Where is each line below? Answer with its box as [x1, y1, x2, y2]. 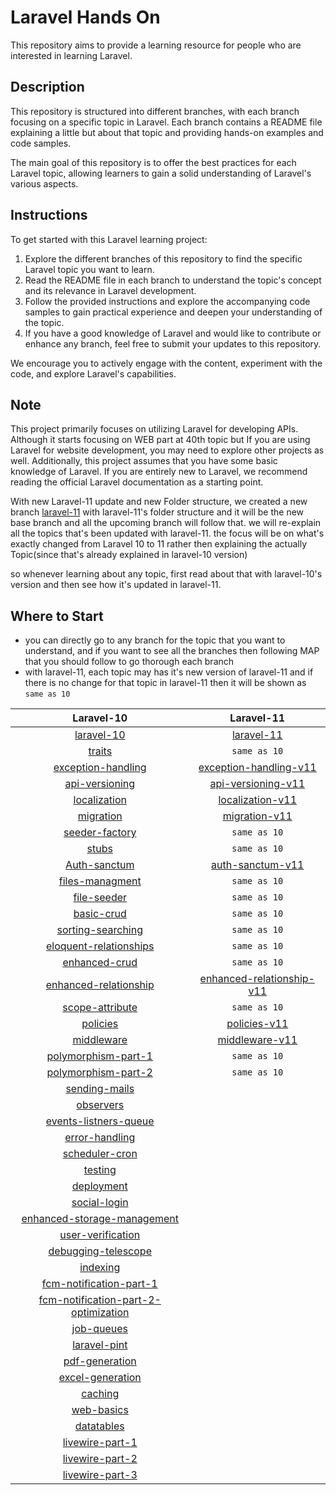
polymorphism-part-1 [46, 1049, 153, 1063]
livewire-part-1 [62, 1436, 138, 1450]
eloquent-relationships [45, 939, 155, 953]
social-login [71, 1196, 129, 1210]
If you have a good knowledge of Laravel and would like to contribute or [24, 327, 322, 339]
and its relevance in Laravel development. [24, 284, 197, 296]
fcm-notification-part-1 [41, 1277, 158, 1291]
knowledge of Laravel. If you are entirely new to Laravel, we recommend [10, 466, 308, 478]
